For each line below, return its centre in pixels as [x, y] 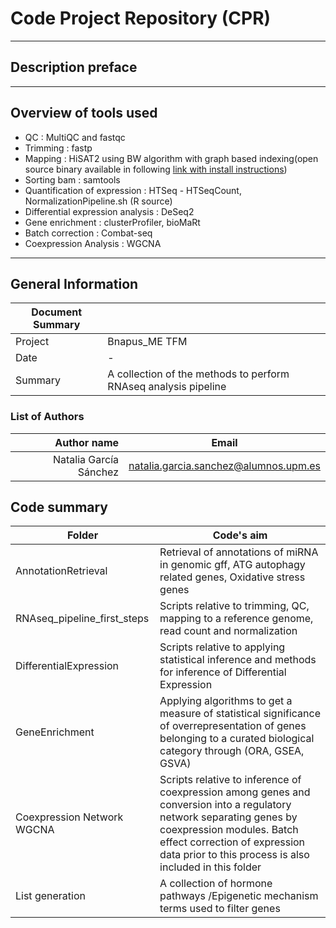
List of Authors [47, 417]
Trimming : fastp [58, 148]
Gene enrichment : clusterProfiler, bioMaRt [112, 222]
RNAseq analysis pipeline [167, 387]
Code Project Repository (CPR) [141, 18]
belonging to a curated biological [237, 739]
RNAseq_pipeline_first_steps [82, 619]
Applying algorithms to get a [226, 701]
